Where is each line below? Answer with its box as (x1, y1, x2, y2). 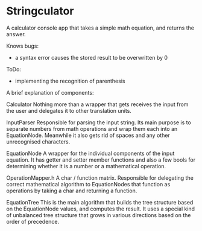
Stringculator (6, 4, 74, 18)
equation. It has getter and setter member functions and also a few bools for (6, 156, 196, 163)
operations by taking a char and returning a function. (6, 187, 137, 194)
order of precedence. (6, 218, 60, 225)
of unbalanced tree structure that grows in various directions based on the (6, 211, 191, 218)
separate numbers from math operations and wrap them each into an (6, 125, 178, 132)
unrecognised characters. (6, 138, 71, 145)
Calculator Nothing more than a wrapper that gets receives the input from (6, 101, 189, 108)
